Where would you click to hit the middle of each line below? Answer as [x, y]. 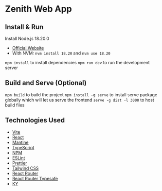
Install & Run [24, 27]
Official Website [28, 48]
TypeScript [23, 147]
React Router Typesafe [35, 178]
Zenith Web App [38, 9]
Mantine [20, 142]
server [12, 68]
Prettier [19, 163]
